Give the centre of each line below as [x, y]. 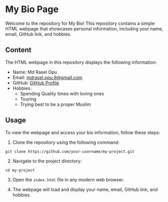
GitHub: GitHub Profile [36, 83]
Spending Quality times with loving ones [62, 93]
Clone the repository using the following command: [66, 142]
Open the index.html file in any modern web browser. [68, 179]
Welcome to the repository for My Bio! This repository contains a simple [80, 23]
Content [18, 50]
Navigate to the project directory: [47, 161]
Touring [28, 99]
